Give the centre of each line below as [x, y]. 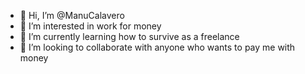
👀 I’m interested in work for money [90, 26]
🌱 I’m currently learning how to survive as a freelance [129, 36]
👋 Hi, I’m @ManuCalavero [72, 15]
